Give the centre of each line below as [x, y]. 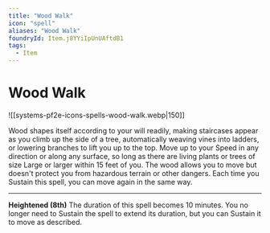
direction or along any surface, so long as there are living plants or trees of [132, 156]
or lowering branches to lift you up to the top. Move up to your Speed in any [134, 147]
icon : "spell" [32, 23]
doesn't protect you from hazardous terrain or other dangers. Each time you [134, 173]
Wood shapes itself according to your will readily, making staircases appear [133, 130]
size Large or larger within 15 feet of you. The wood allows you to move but [133, 165]
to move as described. [45, 222]
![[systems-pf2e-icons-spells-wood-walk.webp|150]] [96, 115]
